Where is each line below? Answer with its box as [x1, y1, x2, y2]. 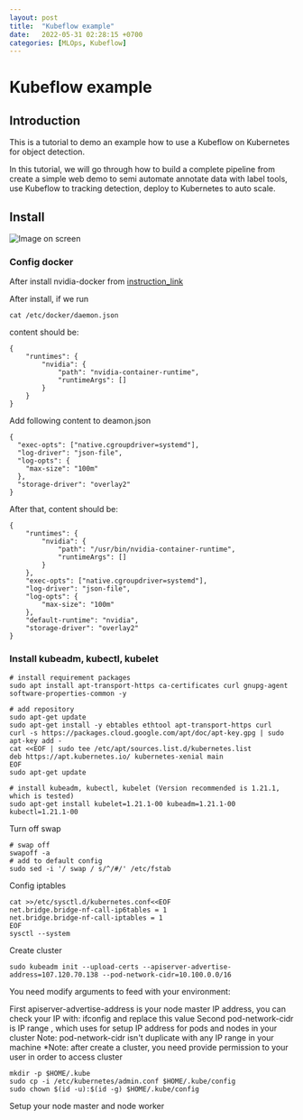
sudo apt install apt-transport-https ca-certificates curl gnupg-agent [9, 681, 289, 690]
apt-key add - [9, 736, 63, 745]
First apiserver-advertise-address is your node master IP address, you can [9, 1003, 287, 1014]
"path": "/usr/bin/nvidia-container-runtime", [57, 545, 236, 555]
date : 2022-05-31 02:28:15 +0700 [9, 30, 143, 39]
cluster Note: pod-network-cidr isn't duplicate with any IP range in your [9, 1032, 275, 1042]
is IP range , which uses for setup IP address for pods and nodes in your [9, 1023, 278, 1033]
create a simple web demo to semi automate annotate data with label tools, [9, 173, 289, 185]
